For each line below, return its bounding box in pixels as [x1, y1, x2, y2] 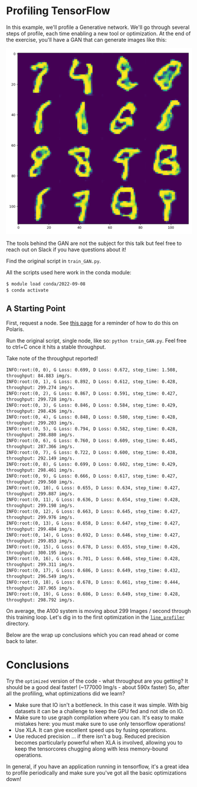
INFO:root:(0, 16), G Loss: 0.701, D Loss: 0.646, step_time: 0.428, [6, 556, 181, 562]
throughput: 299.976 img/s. [6, 514, 75, 520]
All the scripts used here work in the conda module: [6, 268, 132, 276]
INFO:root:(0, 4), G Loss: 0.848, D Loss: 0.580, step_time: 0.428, [6, 414, 178, 420]
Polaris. [6, 326, 25, 333]
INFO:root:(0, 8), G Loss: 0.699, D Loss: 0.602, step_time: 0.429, [6, 461, 178, 467]
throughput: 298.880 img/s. [6, 432, 75, 438]
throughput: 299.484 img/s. [6, 526, 75, 532]
